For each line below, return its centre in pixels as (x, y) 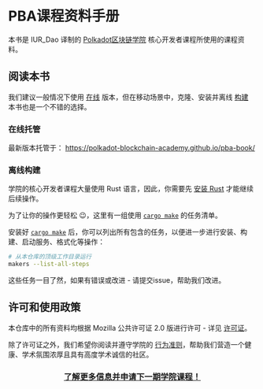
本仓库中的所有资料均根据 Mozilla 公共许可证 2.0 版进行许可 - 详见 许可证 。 (130, 328)
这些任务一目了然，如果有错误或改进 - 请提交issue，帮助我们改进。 (117, 280)
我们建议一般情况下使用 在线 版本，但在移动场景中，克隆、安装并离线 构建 (128, 97)
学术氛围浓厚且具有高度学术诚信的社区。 (87, 354)
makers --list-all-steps (49, 265)
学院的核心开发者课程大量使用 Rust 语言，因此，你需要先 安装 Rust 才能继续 (131, 189)
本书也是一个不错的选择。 (50, 106)
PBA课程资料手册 (64, 16)
